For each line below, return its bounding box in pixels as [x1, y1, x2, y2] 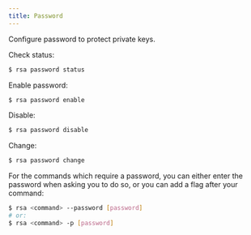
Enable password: [8, 80, 69, 90]
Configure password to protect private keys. [8, 34, 155, 44]
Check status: [8, 49, 55, 59]
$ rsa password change [8, 156, 85, 164]
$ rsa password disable [8, 126, 89, 135]
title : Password [8, 11, 63, 20]
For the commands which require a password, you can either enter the [8, 171, 243, 181]
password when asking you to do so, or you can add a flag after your [8, 180, 238, 190]
